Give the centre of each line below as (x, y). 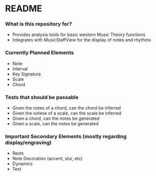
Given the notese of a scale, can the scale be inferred (67, 113)
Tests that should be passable (42, 97)
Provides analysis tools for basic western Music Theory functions (79, 35)
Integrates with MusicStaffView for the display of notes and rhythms (82, 40)
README (24, 9)
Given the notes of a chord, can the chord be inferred (66, 108)
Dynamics (22, 164)
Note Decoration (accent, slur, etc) (47, 159)
